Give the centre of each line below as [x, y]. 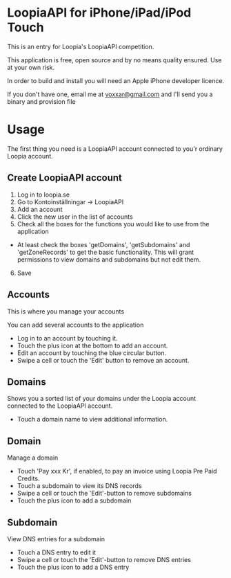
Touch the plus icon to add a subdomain [74, 500]
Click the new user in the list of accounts [75, 217]
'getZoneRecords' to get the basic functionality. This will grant [106, 252]
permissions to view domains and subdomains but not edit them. [109, 259]
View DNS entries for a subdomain [56, 539]
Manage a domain [33, 458]
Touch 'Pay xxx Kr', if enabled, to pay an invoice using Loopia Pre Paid [117, 471]
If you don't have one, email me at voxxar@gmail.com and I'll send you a [110, 94]
